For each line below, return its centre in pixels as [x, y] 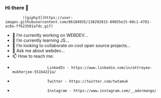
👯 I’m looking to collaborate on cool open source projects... [71, 46]
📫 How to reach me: [33, 56]
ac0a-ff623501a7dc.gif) [29, 26]
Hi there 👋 [17, 8]
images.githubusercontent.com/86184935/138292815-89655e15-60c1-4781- [78, 22]
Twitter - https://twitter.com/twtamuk [88, 82]
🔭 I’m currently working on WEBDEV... [50, 35]
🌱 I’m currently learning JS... [40, 40]
